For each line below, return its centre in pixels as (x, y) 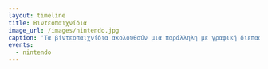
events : (21, 45)
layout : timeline (37, 15)
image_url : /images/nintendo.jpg (64, 30)
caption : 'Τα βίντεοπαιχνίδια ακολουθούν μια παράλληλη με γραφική (123, 38)
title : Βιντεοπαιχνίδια (48, 23)
